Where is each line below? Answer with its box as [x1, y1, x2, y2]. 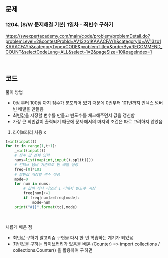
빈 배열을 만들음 [12, 106, 44, 112]
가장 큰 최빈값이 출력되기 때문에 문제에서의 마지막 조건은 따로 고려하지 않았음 [12, 118, 163, 124]
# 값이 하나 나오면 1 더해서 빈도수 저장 [23, 186, 96, 191]
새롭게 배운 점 [5, 224, 33, 230]
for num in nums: [14, 181, 51, 186]
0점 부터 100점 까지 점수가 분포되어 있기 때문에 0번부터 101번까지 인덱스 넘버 [12, 100, 163, 106]
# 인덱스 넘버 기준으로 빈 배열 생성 [14, 162, 78, 167]
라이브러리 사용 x [12, 129, 46, 135]
